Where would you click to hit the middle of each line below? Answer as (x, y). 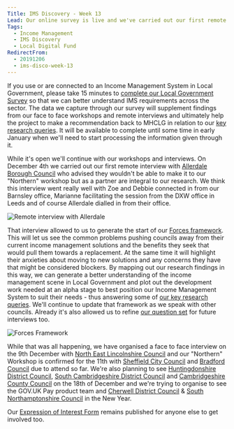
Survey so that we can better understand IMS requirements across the (108, 100)
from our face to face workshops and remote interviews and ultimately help (116, 115)
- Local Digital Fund (45, 46)
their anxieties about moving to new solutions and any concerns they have (114, 260)
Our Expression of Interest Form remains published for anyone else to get (113, 412)
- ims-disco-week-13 (43, 66)
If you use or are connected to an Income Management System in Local (110, 85)
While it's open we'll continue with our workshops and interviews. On (107, 159)
